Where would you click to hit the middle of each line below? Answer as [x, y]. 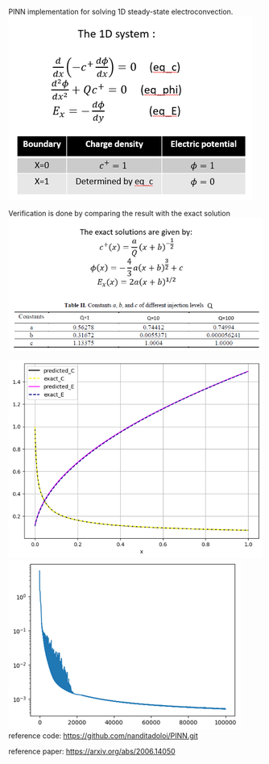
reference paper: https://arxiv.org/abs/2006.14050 [92, 751]
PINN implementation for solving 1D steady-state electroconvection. [121, 12]
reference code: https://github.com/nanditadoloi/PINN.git [103, 735]
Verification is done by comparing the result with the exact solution [120, 213]
